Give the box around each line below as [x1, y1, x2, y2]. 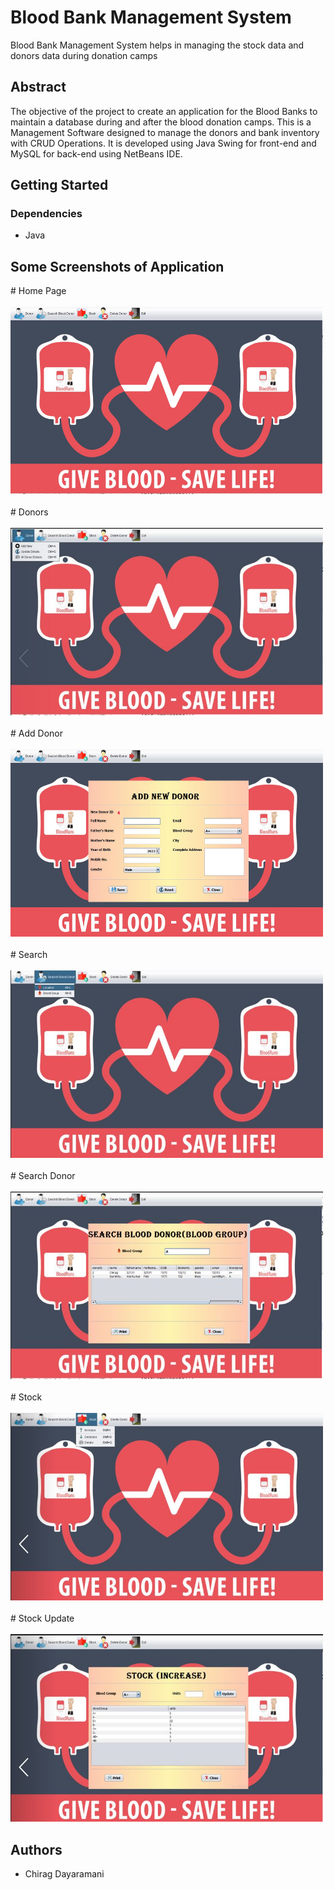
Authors [10, 1841, 63, 1858]
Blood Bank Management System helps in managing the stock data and [10, 39, 305, 51]
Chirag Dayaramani [24, 1868, 105, 1880]
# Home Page [10, 285, 67, 297]
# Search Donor [10, 1170, 76, 1182]
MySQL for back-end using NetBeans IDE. [10, 147, 183, 160]
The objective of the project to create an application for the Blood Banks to [10, 105, 318, 117]
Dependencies [10, 207, 83, 221]
